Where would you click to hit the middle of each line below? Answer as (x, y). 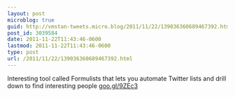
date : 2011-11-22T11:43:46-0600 (54, 39)
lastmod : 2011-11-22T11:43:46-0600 (59, 46)
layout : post (26, 14)
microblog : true (31, 20)
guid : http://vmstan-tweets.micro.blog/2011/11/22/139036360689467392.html (120, 26)
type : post (23, 53)
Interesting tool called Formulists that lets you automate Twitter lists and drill (117, 78)
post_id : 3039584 (33, 33)
